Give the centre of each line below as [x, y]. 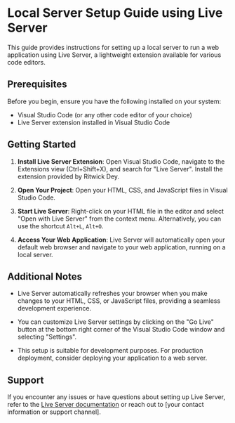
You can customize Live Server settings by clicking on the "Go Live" [115, 322]
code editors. [26, 62]
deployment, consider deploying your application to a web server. [112, 358]
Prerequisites [37, 85]
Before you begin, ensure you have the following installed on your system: [114, 101]
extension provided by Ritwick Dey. [68, 176]
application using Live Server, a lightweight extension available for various [114, 55]
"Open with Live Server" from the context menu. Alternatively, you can [119, 219]
